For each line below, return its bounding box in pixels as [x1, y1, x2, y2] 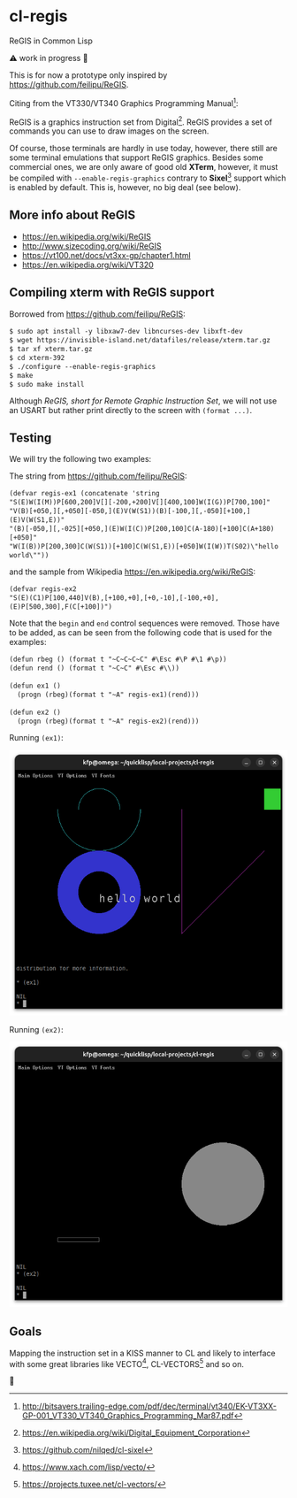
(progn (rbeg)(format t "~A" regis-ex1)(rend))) [17, 690, 200, 700]
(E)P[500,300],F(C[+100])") [9, 603, 113, 611]
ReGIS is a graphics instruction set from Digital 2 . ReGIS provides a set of [9, 115, 272, 127]
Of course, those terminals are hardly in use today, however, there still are [9, 143, 278, 154]
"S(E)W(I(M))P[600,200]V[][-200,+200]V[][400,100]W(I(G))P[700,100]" [9, 498, 271, 507]
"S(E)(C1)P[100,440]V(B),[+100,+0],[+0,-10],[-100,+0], [9, 594, 219, 603]
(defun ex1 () [9, 681, 62, 691]
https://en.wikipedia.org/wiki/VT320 [21, 259, 155, 270]
